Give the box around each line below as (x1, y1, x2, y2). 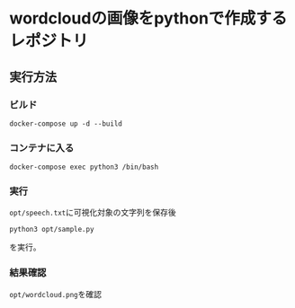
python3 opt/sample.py (9, 225, 94, 234)
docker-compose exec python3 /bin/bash (9, 163, 159, 172)
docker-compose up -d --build (9, 119, 123, 128)
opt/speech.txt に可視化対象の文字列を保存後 (9, 207, 177, 218)
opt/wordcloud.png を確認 (9, 288, 102, 299)
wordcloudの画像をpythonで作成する (9, 8, 288, 29)
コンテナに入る (9, 141, 75, 154)
